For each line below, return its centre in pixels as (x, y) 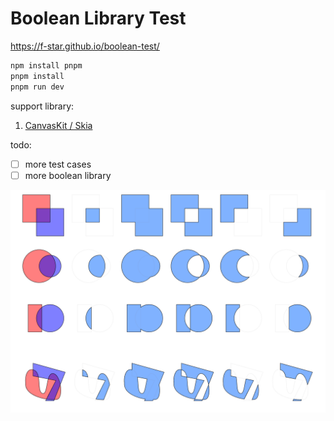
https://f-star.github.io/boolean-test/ (85, 46)
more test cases (58, 164)
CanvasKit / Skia (58, 125)
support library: (42, 106)
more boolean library (68, 175)
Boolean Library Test (98, 18)
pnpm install (37, 76)
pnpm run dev (37, 87)
